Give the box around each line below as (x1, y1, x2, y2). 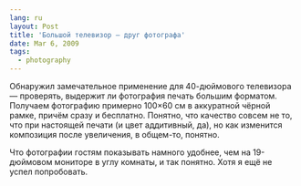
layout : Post (9, 22, 59, 31)
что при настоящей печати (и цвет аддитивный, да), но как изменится (9, 119, 283, 130)
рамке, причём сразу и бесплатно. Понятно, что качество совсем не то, (9, 110, 293, 120)
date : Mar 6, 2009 (9, 38, 79, 48)
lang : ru (9, 13, 43, 23)
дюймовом (9, 157, 53, 167)
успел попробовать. (9, 166, 88, 177)
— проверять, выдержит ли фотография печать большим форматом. (9, 90, 278, 101)
